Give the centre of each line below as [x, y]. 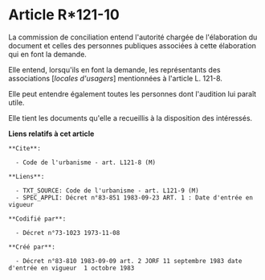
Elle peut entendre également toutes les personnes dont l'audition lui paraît [132, 93]
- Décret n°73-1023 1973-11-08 [68, 233]
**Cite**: [25, 148]
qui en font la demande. [47, 54]
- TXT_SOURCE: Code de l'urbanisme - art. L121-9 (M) [107, 191]
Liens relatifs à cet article [51, 134]
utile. [16, 102]
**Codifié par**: [37, 219]
